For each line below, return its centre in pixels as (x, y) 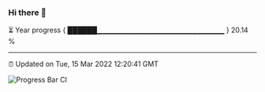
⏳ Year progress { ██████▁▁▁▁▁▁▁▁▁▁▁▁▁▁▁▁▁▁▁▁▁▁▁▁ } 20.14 (128, 30)
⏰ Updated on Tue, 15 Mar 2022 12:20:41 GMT (84, 64)
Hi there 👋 (28, 13)
